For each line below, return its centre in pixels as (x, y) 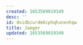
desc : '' (17, 17)
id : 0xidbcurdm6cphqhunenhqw (41, 22)
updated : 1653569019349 (35, 33)
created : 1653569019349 (35, 11)
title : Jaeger (23, 28)
